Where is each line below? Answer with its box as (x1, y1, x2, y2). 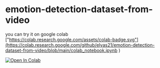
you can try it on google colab (5, 31, 68, 37)
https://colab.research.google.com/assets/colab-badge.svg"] (9, 37, 139, 43)
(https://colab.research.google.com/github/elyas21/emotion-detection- (5, 42, 155, 48)
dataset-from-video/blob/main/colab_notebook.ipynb (5, 47, 118, 53)
